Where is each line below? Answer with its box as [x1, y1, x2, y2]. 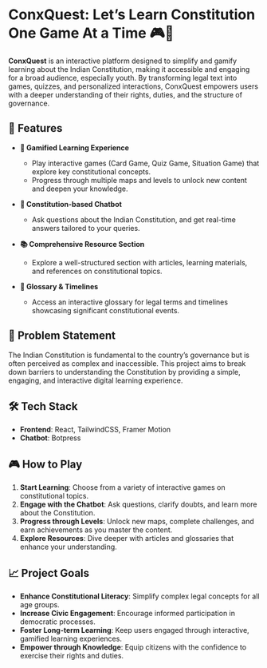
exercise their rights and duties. [19, 651, 124, 660]
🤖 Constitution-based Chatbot [19, 199, 122, 209]
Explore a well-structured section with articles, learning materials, [31, 257, 248, 267]
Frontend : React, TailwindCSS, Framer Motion [19, 425, 171, 435]
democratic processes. [19, 617, 96, 626]
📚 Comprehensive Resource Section [19, 239, 145, 249]
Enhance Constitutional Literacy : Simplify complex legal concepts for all [19, 591, 260, 601]
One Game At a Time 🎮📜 [8, 24, 175, 42]
